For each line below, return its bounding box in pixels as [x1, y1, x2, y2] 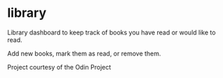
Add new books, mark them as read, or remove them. [7, 49, 161, 58]
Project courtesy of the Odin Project [7, 63, 111, 71]
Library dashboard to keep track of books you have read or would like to [7, 28, 216, 37]
